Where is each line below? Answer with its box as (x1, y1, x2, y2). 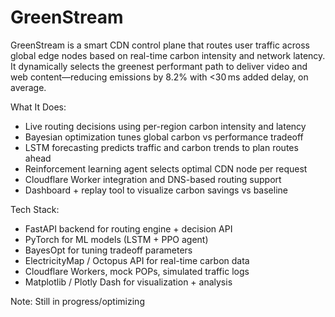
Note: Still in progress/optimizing (10, 295, 145, 307)
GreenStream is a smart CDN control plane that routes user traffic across (10, 39, 310, 51)
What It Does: (10, 101, 67, 113)
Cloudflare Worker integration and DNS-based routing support (24, 173, 282, 185)
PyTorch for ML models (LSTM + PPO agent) (24, 233, 209, 245)
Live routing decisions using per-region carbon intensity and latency (24, 120, 307, 132)
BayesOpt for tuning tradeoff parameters (24, 244, 193, 256)
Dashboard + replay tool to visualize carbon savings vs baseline (24, 184, 288, 196)
